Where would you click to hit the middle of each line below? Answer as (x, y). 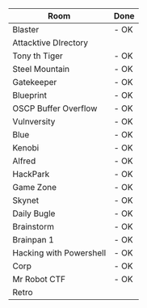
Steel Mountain (41, 69)
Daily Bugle (34, 213)
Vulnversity (34, 122)
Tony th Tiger (38, 56)
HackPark (31, 174)
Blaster (26, 30)
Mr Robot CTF (39, 279)
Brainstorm (34, 227)
